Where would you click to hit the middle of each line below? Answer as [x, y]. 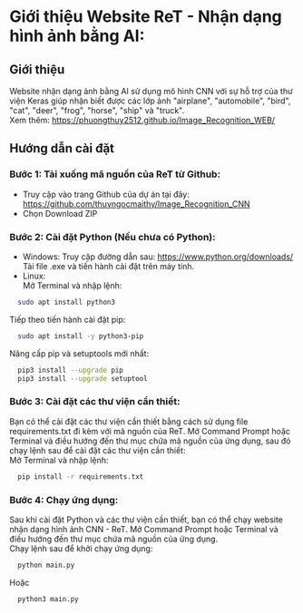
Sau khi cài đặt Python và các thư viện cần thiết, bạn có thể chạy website [147, 520]
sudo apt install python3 [67, 302]
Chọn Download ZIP [60, 213]
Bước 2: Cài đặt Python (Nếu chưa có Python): [112, 237]
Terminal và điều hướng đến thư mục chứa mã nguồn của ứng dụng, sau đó [150, 441]
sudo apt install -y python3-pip [81, 336]
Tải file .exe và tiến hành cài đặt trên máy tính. [108, 266]
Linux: [34, 276]
